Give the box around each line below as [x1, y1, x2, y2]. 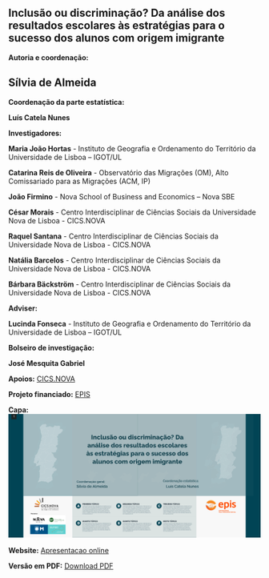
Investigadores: [8, 128, 62, 138]
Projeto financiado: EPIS [8, 389, 90, 399]
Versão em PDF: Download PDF [8, 561, 114, 571]
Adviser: [8, 303, 38, 313]
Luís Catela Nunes [8, 112, 70, 122]
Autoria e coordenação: [8, 52, 89, 62]
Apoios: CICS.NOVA [8, 374, 76, 383]
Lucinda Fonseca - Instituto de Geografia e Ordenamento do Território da [8, 319, 251, 328]
